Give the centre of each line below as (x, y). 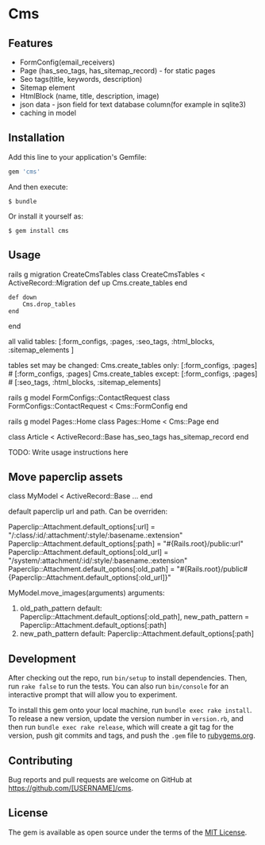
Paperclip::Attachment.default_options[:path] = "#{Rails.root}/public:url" (126, 544)
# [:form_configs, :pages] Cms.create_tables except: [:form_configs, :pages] (133, 374)
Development (42, 659)
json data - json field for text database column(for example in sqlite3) (133, 105)
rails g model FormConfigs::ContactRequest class (89, 397)
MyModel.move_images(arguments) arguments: (86, 593)
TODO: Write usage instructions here (68, 452)
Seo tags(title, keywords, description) (81, 79)
